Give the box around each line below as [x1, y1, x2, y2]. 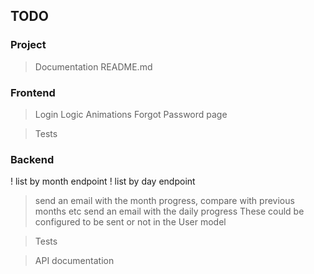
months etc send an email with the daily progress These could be [34, 205, 305, 218]
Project [10, 38, 47, 52]
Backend [10, 152, 55, 166]
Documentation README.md [34, 60, 153, 73]
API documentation [34, 255, 115, 267]
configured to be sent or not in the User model [34, 216, 227, 228]
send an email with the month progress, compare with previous [34, 195, 295, 207]
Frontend [10, 85, 56, 99]
